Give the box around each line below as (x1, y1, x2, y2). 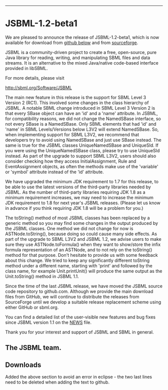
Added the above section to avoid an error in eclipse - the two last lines (5, 374, 152, 380)
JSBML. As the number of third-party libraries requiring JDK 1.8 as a (5, 189, 146, 195)
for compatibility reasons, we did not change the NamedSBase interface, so (5, 116, 161, 122)
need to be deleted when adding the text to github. (5, 379, 110, 385)
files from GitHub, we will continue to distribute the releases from (5, 293, 139, 299)
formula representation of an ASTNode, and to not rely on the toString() (5, 246, 152, 253)
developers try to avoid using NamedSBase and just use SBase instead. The (5, 137, 161, 143)
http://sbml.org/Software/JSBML (5, 85, 72, 91)
